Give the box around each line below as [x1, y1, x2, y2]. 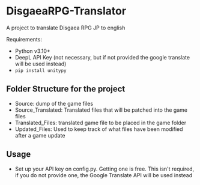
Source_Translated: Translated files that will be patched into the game [14, 106, 188, 114]
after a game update [14, 132, 65, 139]
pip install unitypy [14, 67, 67, 73]
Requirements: [6, 35, 42, 43]
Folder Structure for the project [6, 84, 126, 94]
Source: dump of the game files [14, 100, 94, 107]
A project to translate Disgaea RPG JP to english [6, 24, 126, 31]
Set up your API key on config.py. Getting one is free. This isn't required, [14, 165, 195, 172]
